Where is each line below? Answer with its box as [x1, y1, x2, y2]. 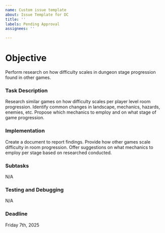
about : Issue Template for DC [5, 12, 69, 17]
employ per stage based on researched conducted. [5, 150, 112, 156]
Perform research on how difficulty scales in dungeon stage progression [5, 69, 156, 75]
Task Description [5, 87, 48, 94]
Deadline [5, 210, 28, 217]
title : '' [5, 17, 26, 22]
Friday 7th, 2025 [5, 222, 39, 228]
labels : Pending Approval [5, 21, 60, 27]
